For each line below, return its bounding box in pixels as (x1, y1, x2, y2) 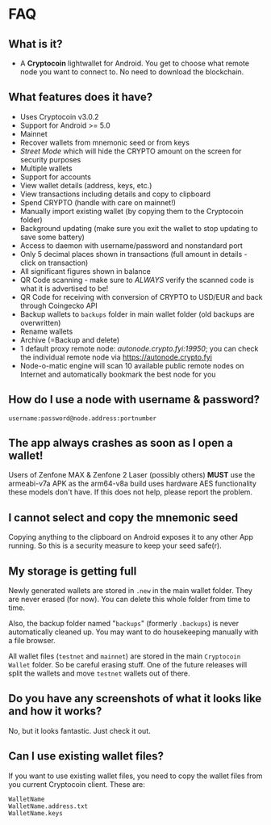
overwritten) (19, 318, 61, 327)
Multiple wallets (19, 163, 73, 173)
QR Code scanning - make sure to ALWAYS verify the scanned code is (19, 275, 254, 284)
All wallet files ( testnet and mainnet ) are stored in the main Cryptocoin (8, 651, 241, 661)
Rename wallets (19, 326, 73, 336)
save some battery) (19, 232, 85, 242)
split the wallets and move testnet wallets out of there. (8, 668, 191, 679)
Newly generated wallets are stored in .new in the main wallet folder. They (8, 586, 252, 596)
